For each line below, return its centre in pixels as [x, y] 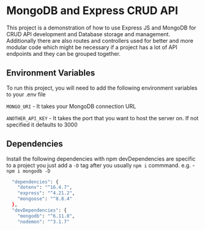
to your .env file [26, 94]
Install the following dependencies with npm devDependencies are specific [101, 159]
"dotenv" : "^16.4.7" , [45, 188]
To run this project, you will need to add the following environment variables [102, 88]
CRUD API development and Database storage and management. [88, 34]
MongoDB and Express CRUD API [92, 11]
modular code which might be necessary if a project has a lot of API [92, 47]
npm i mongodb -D [28, 171]
